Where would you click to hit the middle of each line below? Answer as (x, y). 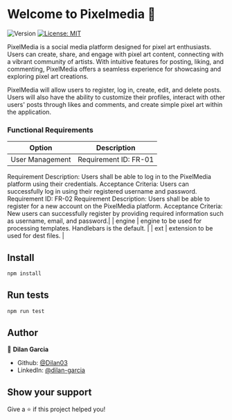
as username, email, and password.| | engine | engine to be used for (105, 221)
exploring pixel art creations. (48, 76)
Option (41, 148)
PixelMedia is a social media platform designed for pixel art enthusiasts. (109, 47)
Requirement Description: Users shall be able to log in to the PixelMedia (109, 177)
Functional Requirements (50, 130)
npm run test (26, 311)
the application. (29, 112)
